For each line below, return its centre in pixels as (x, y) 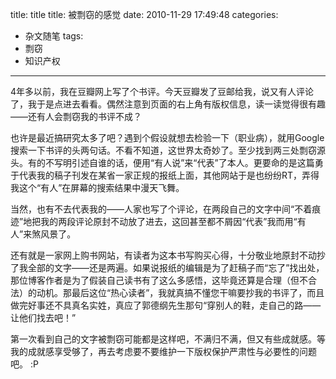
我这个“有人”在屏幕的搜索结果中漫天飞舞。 (97, 187)
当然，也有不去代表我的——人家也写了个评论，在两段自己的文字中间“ (152, 209)
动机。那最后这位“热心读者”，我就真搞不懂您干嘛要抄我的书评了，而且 (180, 292)
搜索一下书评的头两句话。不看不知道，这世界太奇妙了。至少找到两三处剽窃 (163, 150)
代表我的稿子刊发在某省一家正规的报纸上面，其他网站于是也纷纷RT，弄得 (169, 175)
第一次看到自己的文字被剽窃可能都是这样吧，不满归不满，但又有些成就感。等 (168, 339)
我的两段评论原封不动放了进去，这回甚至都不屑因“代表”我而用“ (169, 221)
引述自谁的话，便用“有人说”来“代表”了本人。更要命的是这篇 (193, 162)
